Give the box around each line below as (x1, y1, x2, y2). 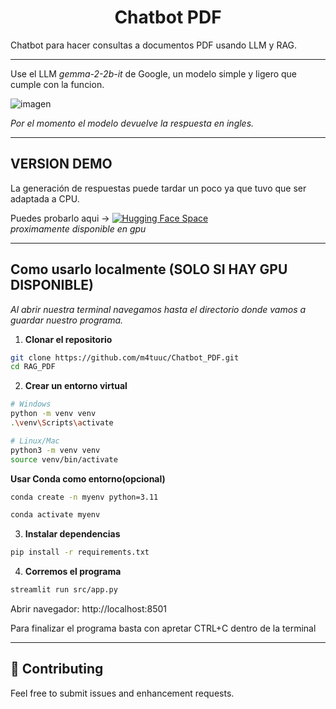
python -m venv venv (10, 409, 97, 419)
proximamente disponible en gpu (10, 222, 147, 235)
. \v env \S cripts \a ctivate (10, 418, 114, 428)
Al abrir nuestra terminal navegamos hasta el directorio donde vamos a (10, 303, 307, 315)
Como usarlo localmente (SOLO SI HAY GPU (10, 261, 288, 278)
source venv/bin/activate (10, 454, 118, 465)
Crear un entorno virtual (24, 380, 128, 392)
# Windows (10, 399, 52, 410)
